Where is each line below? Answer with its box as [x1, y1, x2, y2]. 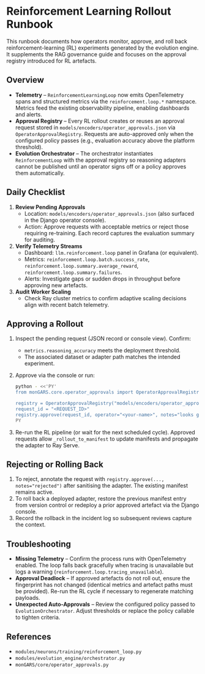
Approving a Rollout [6, 319, 84, 329]
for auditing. [24, 236, 55, 243]
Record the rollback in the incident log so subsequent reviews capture [15, 515, 192, 522]
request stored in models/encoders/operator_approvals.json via [15, 124, 176, 131]
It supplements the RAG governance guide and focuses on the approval [6, 50, 187, 58]
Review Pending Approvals [15, 203, 86, 211]
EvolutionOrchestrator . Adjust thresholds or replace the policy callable [15, 607, 195, 615]
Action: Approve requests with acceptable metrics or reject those [24, 222, 189, 230]
